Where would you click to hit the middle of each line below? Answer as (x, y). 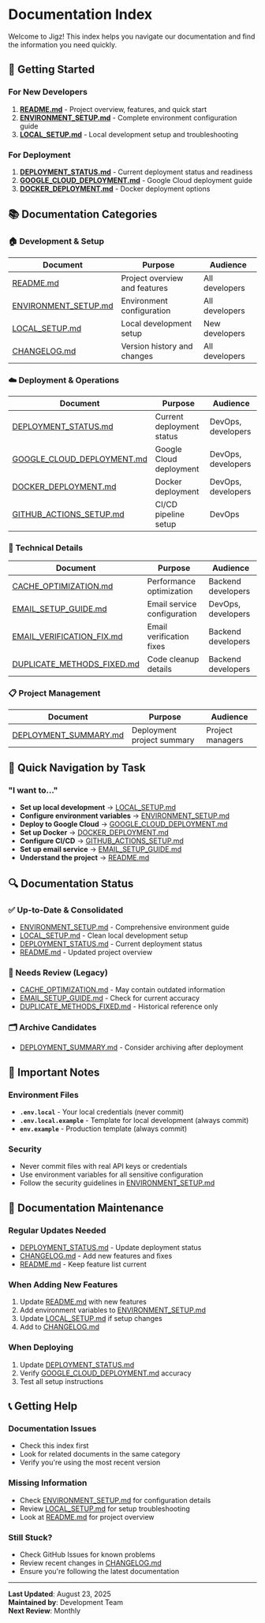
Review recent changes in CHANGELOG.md (90, 1563)
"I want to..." (33, 790)
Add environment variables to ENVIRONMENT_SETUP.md (113, 1310)
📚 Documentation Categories (83, 215)
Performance (171, 581)
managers (225, 740)
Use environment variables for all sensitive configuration (111, 1175)
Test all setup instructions (62, 1381)
